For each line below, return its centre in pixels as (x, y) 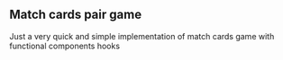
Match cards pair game (76, 15)
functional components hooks (64, 46)
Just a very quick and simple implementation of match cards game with (142, 36)
